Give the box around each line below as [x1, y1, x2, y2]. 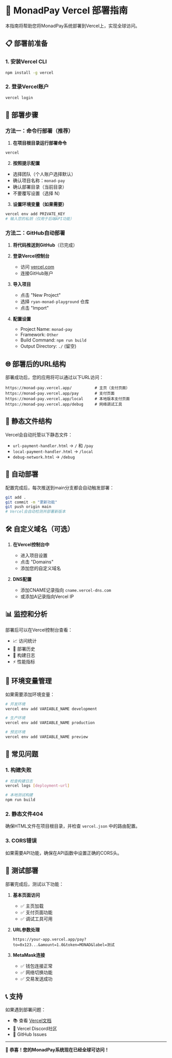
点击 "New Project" [20, 292, 61, 298]
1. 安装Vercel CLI [5, 58, 47, 65]
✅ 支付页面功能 [20, 909, 53, 915]
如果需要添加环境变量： [5, 691, 55, 697]
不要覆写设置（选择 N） [12, 191, 63, 197]
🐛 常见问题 [5, 750, 38, 759]
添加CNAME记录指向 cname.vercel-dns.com [20, 587, 112, 593]
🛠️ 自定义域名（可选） [5, 524, 74, 533]
